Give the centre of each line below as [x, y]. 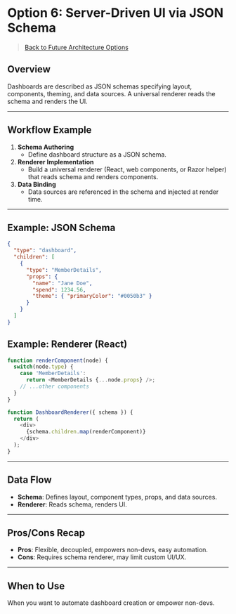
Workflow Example [50, 130]
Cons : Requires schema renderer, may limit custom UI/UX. [102, 557]
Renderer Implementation [55, 162]
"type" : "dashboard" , [45, 251]
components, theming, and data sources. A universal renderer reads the [111, 93]
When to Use [36, 586]
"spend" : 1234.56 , [59, 289]
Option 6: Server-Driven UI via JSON [115, 13]
